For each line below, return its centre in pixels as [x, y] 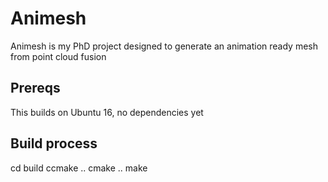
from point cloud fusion [58, 56]
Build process [54, 143]
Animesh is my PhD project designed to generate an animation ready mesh [164, 46]
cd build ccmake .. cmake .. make [79, 168]
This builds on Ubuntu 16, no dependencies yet [107, 112]
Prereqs [35, 88]
